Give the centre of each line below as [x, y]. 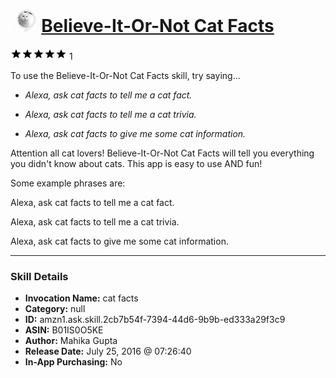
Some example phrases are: [68, 183]
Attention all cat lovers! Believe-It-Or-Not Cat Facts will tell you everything [162, 153]
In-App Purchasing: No [73, 362]
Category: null [55, 309]
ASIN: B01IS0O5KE [64, 330]
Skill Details [39, 276]
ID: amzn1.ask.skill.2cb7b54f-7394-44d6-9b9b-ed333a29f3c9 [155, 320]
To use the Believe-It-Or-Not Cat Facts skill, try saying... [125, 75]
